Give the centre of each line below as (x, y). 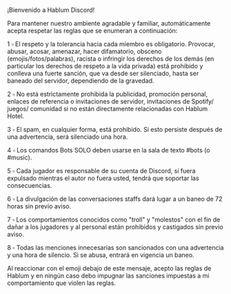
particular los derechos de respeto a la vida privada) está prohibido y (105, 66)
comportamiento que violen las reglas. (61, 283)
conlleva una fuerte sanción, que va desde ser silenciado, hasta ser (103, 73)
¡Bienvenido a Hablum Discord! (51, 10)
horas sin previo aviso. (39, 206)
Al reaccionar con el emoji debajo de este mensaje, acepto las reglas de (109, 268)
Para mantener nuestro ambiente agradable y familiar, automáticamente (109, 23)
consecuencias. (30, 185)
